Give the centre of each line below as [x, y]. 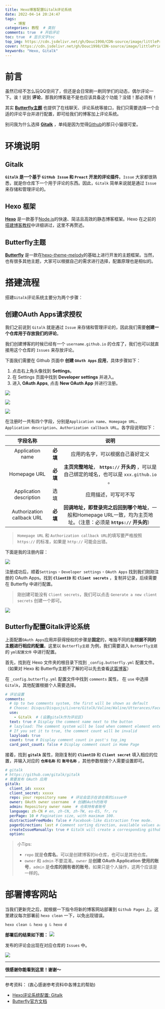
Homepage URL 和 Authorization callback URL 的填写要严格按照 [80, 535]
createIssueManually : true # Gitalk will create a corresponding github [85, 829]
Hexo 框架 [20, 206]
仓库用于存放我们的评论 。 [35, 333]
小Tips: [24, 844]
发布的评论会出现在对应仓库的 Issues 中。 [47, 946]
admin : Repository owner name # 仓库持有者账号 [57, 807]
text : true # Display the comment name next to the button [71, 722]
